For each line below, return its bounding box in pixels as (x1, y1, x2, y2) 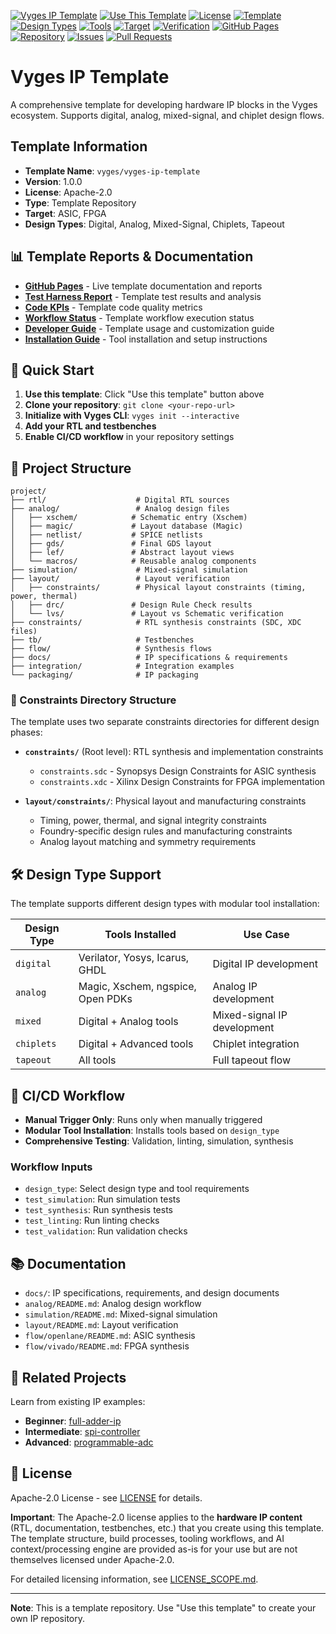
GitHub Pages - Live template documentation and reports (24, 280, 263, 292)
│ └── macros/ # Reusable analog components (10, 556, 257, 567)
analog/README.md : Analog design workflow (24, 1298, 202, 1310)
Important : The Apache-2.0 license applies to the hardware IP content (10, 1511, 303, 1523)
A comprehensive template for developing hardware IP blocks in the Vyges (10, 98, 318, 110)
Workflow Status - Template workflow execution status (24, 311, 255, 324)
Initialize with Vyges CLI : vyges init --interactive (24, 410, 240, 422)
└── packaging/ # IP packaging (10, 670, 199, 680)
